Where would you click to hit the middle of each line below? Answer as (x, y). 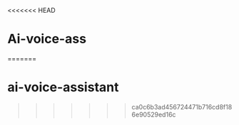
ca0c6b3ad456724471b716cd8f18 (182, 107)
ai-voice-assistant (63, 87)
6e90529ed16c (154, 114)
